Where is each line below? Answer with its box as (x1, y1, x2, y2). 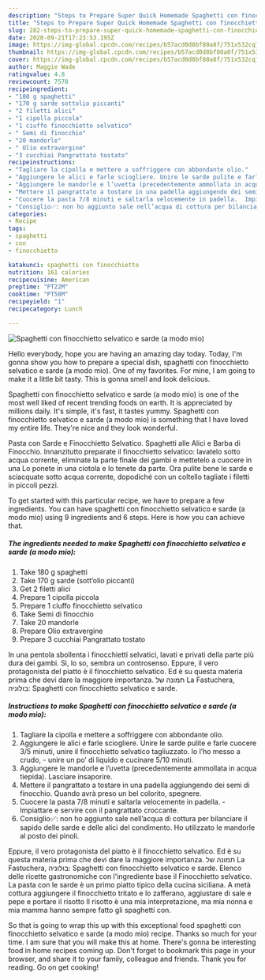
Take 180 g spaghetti (19, 567, 88, 577)
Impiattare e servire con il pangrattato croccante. (19, 805, 179, 815)
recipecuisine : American (8, 276, 90, 284)
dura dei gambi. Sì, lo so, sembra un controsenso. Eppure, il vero (8, 658, 218, 668)
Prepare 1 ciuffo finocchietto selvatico (19, 601, 144, 610)
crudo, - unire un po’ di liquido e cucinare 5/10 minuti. (19, 755, 194, 764)
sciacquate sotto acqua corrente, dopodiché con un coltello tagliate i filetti (8, 472, 250, 481)
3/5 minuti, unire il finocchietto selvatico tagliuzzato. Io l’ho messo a (19, 746, 241, 756)
